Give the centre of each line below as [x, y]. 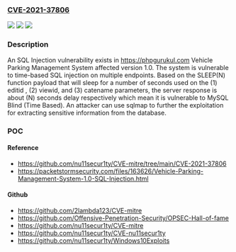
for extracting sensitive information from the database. [87, 113]
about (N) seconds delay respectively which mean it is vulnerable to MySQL [118, 98]
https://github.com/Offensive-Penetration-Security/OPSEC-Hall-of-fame [123, 218]
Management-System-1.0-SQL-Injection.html [83, 178]
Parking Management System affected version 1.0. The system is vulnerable [118, 67]
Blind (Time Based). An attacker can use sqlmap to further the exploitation [116, 105]
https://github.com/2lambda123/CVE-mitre [80, 210]
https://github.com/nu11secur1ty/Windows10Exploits [94, 240]
